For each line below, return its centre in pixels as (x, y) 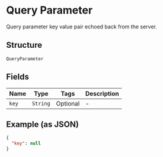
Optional (68, 103)
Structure (24, 45)
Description (102, 93)
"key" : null (26, 143)
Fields (18, 77)
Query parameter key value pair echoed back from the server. (81, 27)
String (41, 103)
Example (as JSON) (42, 124)
